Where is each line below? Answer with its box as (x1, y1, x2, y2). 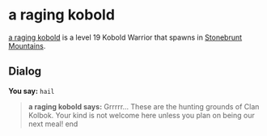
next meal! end (28, 119, 78, 129)
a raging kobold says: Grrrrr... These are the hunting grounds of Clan (28, 101, 260, 111)
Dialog (8, 65, 42, 79)
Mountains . (8, 40, 46, 50)
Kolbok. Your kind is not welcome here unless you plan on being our (28, 110, 255, 120)
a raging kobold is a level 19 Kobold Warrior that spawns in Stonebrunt (8, 32, 243, 42)
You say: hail (8, 86, 55, 96)
